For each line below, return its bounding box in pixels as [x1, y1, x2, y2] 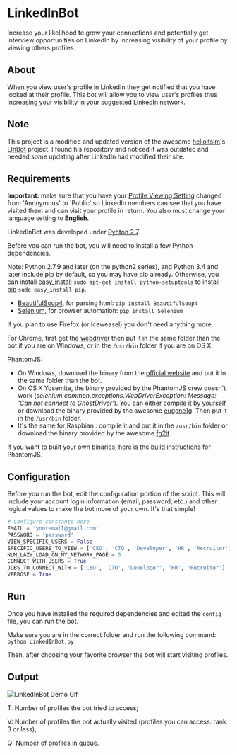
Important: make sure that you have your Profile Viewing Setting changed [7, 191, 222, 200]
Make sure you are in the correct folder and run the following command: [7, 630, 217, 639]
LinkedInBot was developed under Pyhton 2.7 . [7, 228, 140, 236]
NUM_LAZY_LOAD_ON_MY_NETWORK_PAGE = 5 [7, 551, 121, 559]
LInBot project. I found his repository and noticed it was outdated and [7, 144, 209, 153]
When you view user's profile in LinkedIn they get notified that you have [7, 83, 216, 91]
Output [7, 671, 39, 683]
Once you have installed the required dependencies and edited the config [7, 609, 222, 617]
